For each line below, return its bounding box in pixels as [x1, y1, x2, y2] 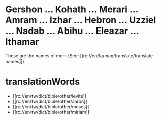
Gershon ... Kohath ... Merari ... [5, 4, 139, 15]
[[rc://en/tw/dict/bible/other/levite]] [12, 93, 87, 99]
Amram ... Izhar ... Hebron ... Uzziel [5, 14, 156, 26]
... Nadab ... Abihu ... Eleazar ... [5, 25, 139, 37]
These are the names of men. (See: [5, 52, 79, 59]
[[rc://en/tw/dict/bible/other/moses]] [12, 103, 89, 110]
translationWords [5, 76, 80, 87]
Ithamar [5, 36, 39, 48]
